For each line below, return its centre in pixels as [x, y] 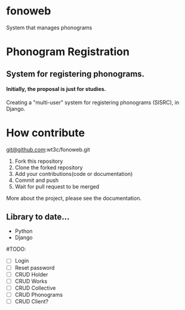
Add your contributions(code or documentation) [74, 174]
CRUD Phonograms [39, 294]
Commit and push [37, 180]
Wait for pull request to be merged [57, 186]
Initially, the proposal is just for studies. [56, 89]
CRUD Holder [31, 274]
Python [24, 231]
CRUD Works [31, 281]
